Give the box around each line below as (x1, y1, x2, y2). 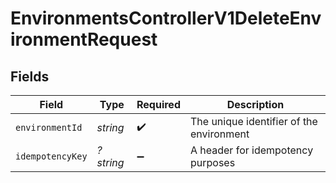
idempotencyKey (15, 151, 88, 162)
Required (136, 98, 181, 111)
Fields (10, 68, 50, 85)
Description (226, 98, 285, 111)
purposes (189, 156, 236, 169)
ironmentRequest (10, 28, 158, 51)
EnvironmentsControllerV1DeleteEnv (10, 7, 322, 30)
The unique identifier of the (189, 115, 318, 128)
